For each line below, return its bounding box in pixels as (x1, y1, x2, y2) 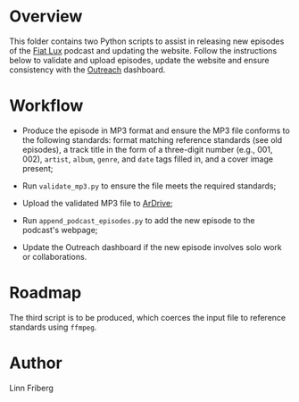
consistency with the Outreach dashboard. (9, 64, 166, 75)
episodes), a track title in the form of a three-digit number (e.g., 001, (21, 144, 273, 155)
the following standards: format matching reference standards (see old (21, 134, 283, 145)
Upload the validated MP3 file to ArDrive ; (21, 197, 174, 208)
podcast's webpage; (21, 224, 98, 235)
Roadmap (9, 283, 82, 303)
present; (21, 163, 54, 173)
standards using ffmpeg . (9, 322, 97, 332)
